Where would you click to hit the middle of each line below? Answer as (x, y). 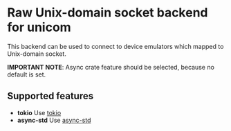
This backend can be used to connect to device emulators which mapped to (115, 46)
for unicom (39, 27)
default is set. (27, 74)
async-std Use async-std (54, 120)
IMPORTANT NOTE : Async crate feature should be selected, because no (111, 67)
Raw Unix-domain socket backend (108, 13)
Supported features (50, 96)
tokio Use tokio (39, 112)
